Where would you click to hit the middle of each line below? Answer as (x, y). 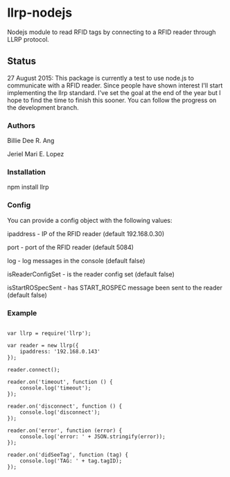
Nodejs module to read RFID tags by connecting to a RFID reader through (112, 32)
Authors (21, 125)
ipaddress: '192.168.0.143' (60, 351)
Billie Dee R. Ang (31, 141)
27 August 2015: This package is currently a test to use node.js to (100, 78)
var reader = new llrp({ (43, 345)
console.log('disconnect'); (60, 412)
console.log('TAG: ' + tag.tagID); (71, 461)
